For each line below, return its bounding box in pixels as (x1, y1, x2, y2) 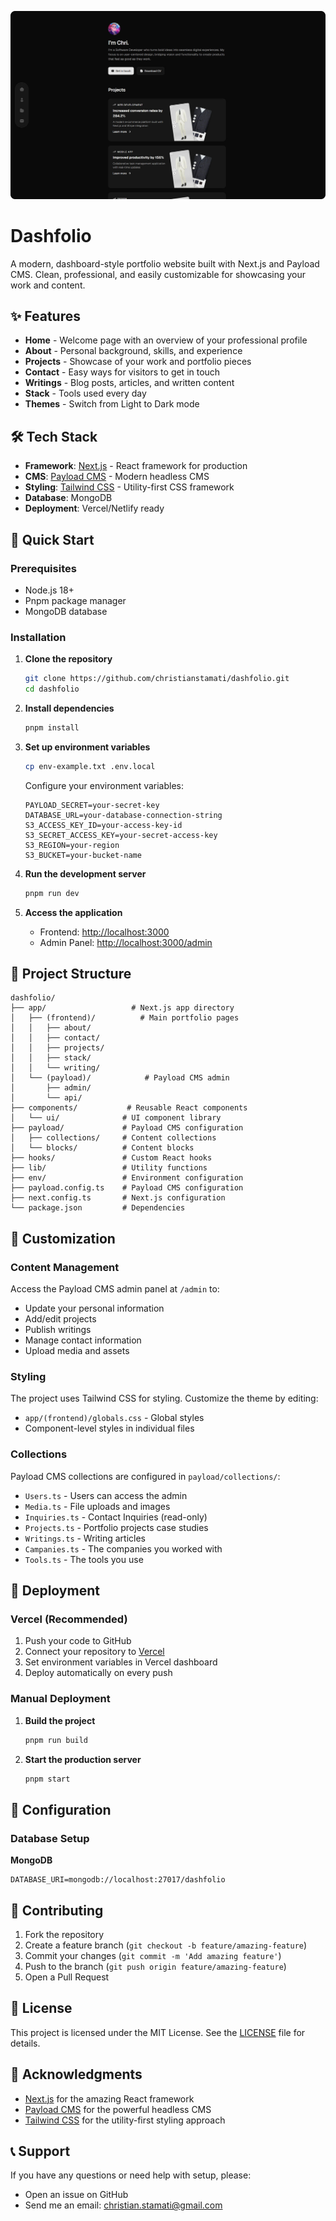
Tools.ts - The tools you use (24, 1553, 144, 1565)
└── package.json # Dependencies (10, 1203, 186, 1213)
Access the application (24, 906, 123, 918)
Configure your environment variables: (24, 779, 185, 791)
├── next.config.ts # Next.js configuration (10, 1193, 226, 1203)
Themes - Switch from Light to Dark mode (24, 398, 200, 410)
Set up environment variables (24, 741, 151, 753)
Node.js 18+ (24, 584, 75, 596)
